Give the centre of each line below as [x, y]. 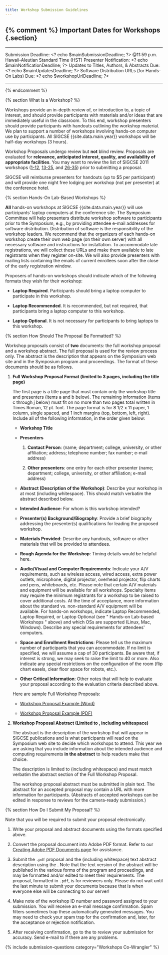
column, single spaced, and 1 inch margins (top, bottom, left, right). [81, 413]
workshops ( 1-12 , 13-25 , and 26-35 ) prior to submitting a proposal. [74, 168]
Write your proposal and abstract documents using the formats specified [87, 829]
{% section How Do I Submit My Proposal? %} [53, 810]
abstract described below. [47, 499]
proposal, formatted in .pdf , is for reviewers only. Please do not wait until [87, 881]
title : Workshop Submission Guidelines [47, 10]
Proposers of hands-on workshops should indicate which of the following [81, 276]
